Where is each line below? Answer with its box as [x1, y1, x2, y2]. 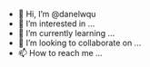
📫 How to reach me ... [17, 48, 103, 58]
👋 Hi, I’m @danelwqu [17, 9, 96, 19]
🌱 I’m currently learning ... [17, 28, 115, 38]
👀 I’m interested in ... [17, 18, 95, 29]
